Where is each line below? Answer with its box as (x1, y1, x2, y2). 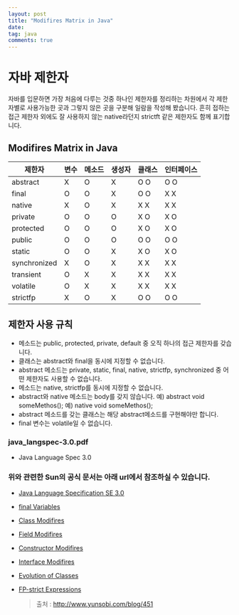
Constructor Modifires (18, 544, 84, 552)
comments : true (8, 37, 53, 44)
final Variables (18, 503, 60, 511)
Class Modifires (18, 516, 65, 525)
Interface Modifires (18, 557, 75, 566)
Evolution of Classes (18, 572, 79, 580)
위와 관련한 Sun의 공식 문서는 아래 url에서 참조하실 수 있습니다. (8, 472, 211, 482)
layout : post (8, 10, 47, 18)
